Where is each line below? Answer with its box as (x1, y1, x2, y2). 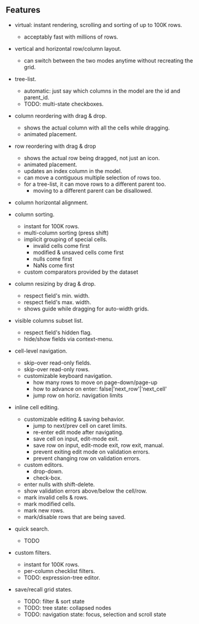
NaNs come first (33, 261, 75, 269)
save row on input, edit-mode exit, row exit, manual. (33, 441, 164, 449)
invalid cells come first (33, 242, 90, 249)
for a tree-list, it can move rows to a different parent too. (23, 180, 166, 188)
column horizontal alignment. (14, 199, 88, 206)
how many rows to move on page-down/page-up (33, 379, 158, 386)
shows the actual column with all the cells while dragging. (23, 124, 170, 131)
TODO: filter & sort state (23, 598, 85, 605)
